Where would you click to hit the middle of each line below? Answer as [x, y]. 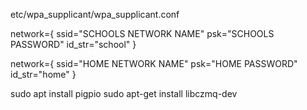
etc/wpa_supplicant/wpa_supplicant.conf [95, 14]
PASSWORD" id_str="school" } [73, 44]
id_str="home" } [43, 74]
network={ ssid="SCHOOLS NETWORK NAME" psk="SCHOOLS [142, 33]
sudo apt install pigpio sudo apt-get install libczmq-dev [124, 93]
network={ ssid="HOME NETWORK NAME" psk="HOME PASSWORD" [154, 63]
